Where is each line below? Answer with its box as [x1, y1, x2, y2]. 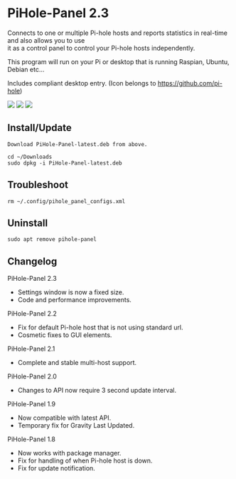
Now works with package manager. [17, 449, 122, 458]
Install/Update [7, 122, 73, 134]
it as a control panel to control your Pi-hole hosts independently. [7, 43, 195, 52]
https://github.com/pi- [157, 78, 222, 87]
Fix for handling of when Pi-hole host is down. [17, 456, 153, 465]
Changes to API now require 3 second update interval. [17, 386, 176, 395]
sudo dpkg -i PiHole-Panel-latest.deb [7, 159, 122, 167]
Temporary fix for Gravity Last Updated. [17, 421, 135, 430]
